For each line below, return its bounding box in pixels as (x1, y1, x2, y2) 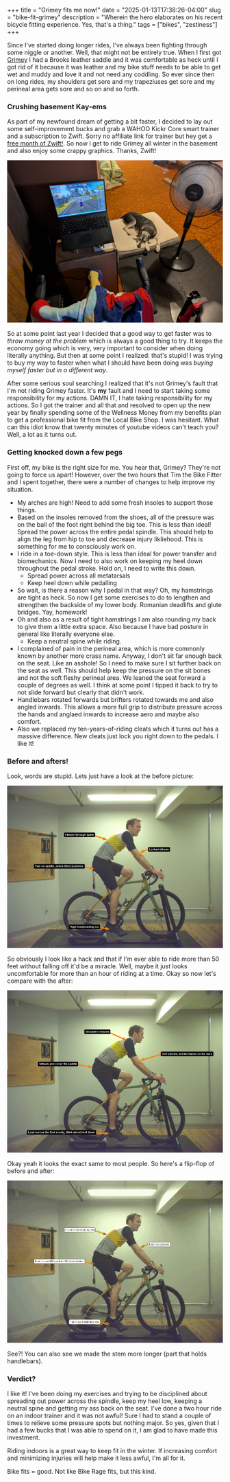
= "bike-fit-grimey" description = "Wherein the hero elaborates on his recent (7, 13, 223, 21)
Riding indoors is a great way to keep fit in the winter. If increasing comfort (7, 1447, 218, 1455)
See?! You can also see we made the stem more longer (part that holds (7, 1349, 207, 1358)
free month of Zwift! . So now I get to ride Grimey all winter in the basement (7, 139, 218, 148)
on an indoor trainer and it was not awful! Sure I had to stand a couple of (7, 1411, 212, 1420)
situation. (7, 485, 34, 493)
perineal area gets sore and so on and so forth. (7, 85, 140, 93)
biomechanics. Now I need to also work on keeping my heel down (16, 556, 203, 565)
